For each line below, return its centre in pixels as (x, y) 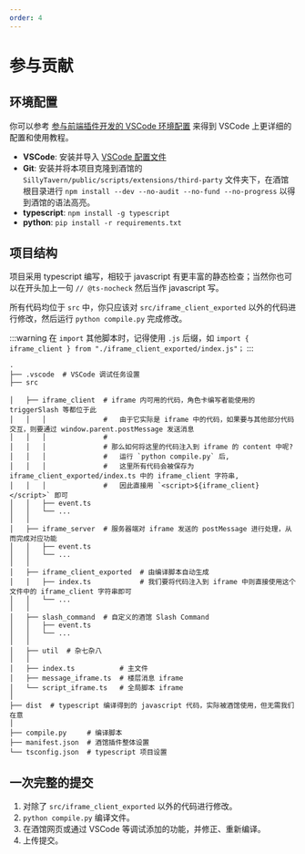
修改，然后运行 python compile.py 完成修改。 (102, 319)
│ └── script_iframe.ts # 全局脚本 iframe (97, 688)
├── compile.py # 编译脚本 (66, 733)
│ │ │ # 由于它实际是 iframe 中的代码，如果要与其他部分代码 (152, 420)
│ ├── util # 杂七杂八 (56, 651)
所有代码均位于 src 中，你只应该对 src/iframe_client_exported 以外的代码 (149, 307)
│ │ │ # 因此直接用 (81, 486)
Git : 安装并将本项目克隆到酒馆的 (82, 168)
